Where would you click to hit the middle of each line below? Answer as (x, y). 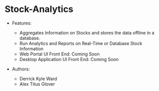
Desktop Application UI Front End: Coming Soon (69, 59)
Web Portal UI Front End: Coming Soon (59, 54)
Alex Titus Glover (37, 84)
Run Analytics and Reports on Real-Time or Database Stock (81, 43)
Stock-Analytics (39, 9)
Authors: (21, 69)
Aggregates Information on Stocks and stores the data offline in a (87, 32)
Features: (22, 23)
